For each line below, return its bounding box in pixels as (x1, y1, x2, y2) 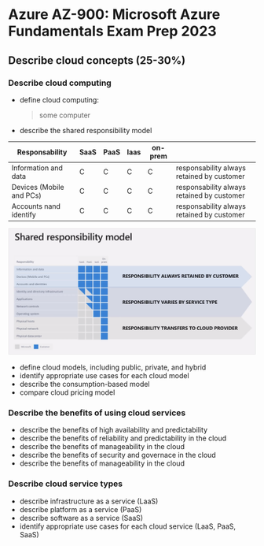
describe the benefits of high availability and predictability (19, 425, 208, 435)
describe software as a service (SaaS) (19, 513, 144, 522)
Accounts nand (11, 202, 61, 211)
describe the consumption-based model (19, 380, 151, 389)
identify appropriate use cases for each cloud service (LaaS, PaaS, (19, 522, 236, 531)
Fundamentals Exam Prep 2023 (8, 22, 218, 40)
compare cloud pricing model (19, 388, 115, 397)
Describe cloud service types (8, 478, 123, 489)
